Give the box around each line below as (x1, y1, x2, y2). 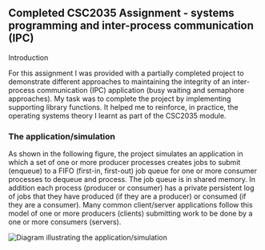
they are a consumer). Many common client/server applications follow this (8, 200, 254, 210)
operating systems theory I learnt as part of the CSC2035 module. (8, 111, 227, 120)
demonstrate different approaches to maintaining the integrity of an (8, 76, 231, 87)
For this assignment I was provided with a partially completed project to (8, 68, 244, 78)
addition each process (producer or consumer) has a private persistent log (8, 183, 255, 193)
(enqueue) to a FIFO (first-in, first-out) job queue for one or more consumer (8, 166, 258, 175)
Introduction (8, 52, 49, 62)
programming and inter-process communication (8, 19, 255, 33)
